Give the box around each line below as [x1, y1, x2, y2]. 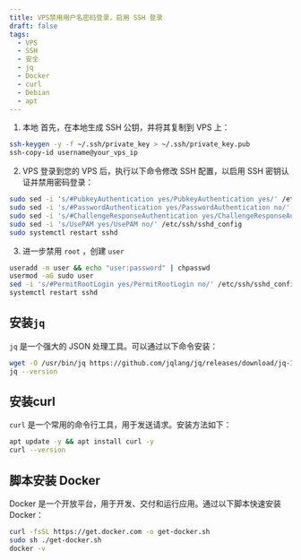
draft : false [9, 22, 58, 30]
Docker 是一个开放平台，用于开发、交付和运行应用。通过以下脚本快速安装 [9, 498, 282, 509]
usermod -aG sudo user [9, 271, 94, 280]
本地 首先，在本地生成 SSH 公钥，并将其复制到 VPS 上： [21, 122, 230, 133]
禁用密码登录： [38, 177, 94, 188]
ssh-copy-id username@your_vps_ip [9, 149, 139, 158]
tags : [9, 30, 30, 39]
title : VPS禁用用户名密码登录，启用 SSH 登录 [9, 13, 163, 22]
